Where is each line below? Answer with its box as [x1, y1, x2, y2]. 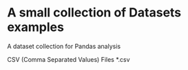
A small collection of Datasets [7, 5, 182, 21]
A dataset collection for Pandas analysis [7, 42, 121, 50]
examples [7, 19, 64, 35]
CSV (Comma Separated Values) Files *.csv [7, 55, 130, 63]
